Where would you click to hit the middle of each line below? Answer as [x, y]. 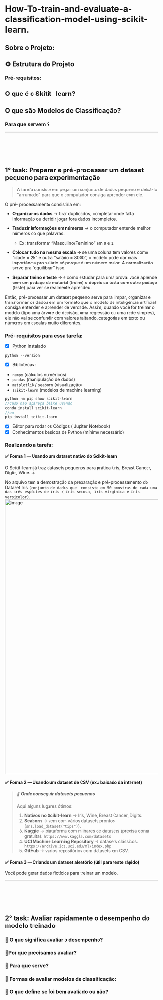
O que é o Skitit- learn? [40, 94]
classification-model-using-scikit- [76, 19]
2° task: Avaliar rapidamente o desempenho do [78, 918]
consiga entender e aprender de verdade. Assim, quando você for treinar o [80, 307]
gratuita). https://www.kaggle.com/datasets [68, 836]
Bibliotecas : [24, 365]
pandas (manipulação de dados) [43, 380]
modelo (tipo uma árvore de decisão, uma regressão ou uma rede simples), [80, 312]
